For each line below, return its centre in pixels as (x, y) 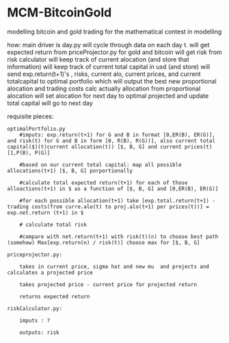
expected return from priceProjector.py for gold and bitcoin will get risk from (114, 52)
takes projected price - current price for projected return (108, 284)
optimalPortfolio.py (37, 129)
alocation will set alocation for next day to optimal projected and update (108, 96)
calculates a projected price (50, 272)
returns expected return (55, 296)
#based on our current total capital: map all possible (101, 165)
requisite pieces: (30, 116)
